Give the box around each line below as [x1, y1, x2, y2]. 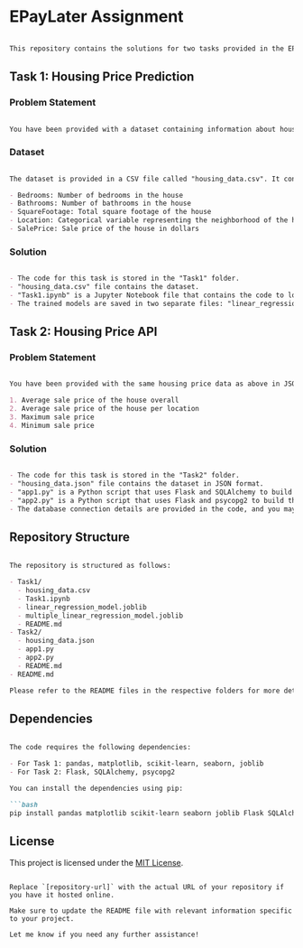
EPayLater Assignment [9, 6, 184, 27]
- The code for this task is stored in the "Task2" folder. [9, 471, 241, 480]
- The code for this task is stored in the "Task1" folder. [9, 274, 241, 283]
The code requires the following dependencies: [9, 743, 192, 752]
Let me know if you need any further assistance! [9, 930, 200, 940]
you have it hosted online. [9, 891, 115, 900]
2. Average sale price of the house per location [9, 404, 200, 414]
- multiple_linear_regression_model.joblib [17, 611, 183, 620]
